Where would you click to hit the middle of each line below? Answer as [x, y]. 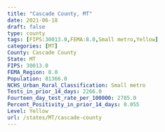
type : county [26, 33]
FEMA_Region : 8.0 [33, 72]
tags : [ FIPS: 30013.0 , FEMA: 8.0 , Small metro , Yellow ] [83, 40]
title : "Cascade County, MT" [50, 14]
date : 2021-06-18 [33, 20]
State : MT [22, 59]
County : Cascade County [42, 53]
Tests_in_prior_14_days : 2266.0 [54, 91]
